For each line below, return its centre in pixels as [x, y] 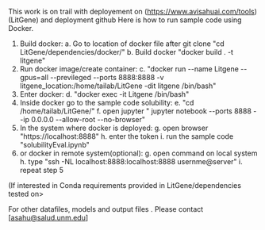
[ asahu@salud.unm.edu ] [48, 218]
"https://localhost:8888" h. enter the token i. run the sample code [127, 136]
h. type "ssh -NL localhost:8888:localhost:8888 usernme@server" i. [131, 161]
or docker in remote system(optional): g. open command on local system [138, 153]
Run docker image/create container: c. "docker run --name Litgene [129, 69]
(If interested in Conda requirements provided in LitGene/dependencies [125, 185]
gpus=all [34, 77]
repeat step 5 [42, 170]
